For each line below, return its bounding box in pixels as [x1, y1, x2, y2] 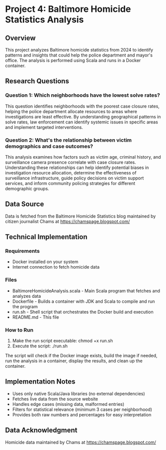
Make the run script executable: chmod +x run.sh [12, 338, 113, 344]
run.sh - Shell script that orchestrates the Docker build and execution [12, 309, 154, 315]
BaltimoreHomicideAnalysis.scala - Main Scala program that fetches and [12, 287, 160, 293]
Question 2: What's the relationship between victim [5, 136, 132, 143]
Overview [5, 34, 36, 42]
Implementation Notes [5, 378, 76, 386]
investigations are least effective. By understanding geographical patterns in [5, 113, 161, 119]
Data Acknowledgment [5, 426, 78, 435]
